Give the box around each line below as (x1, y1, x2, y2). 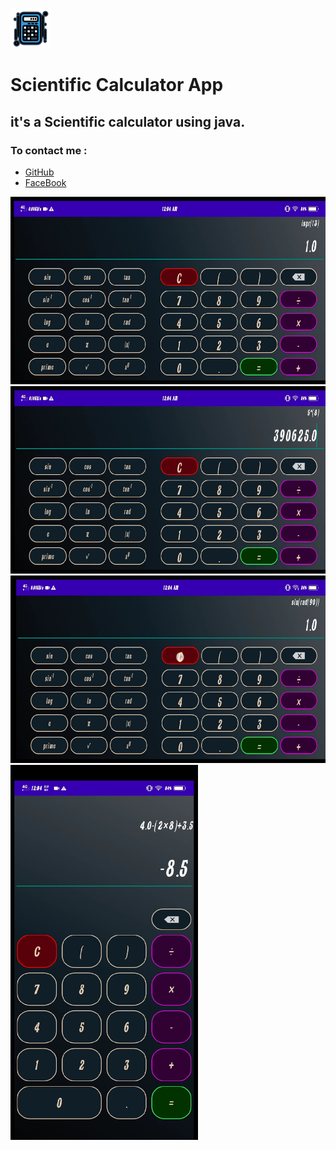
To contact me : (10, 143, 88, 157)
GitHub (24, 166, 55, 178)
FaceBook (24, 176, 67, 188)
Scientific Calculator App (10, 74, 224, 97)
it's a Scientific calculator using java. (10, 113, 246, 130)
